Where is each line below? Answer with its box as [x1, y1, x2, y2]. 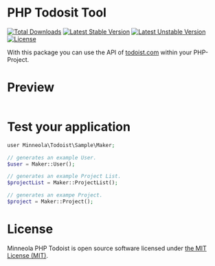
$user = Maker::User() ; [7, 160, 76, 168]
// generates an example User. [7, 154, 97, 161]
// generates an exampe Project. [7, 192, 103, 199]
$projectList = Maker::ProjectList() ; [7, 179, 118, 186]
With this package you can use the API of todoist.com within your [7, 48, 192, 56]
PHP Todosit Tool [7, 5, 106, 21]
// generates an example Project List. [7, 173, 122, 180]
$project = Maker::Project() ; [7, 198, 94, 206]
